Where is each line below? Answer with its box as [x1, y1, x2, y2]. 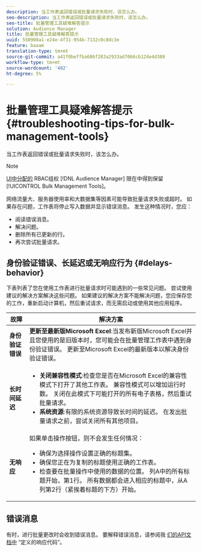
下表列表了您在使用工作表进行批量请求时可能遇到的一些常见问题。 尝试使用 [6, 284, 192, 291]
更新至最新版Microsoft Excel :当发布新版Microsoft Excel [29, 327, 186, 335]
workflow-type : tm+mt [6, 59, 61, 65]
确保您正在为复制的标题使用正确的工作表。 [39, 458, 161, 467]
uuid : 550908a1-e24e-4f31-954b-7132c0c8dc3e [6, 37, 120, 43]
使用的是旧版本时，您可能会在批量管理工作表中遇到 [41, 336, 186, 344]
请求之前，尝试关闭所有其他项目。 [45, 417, 142, 425]
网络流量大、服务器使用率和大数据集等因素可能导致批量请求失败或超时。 [6, 196, 185, 203]
